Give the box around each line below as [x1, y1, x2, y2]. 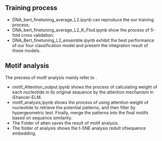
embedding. [12, 130, 36, 136]
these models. [12, 47, 41, 53]
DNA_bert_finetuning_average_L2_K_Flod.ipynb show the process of [12, 27, 150, 33]
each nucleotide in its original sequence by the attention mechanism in [12, 89, 154, 95]
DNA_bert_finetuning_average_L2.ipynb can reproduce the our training [12, 16, 154, 22]
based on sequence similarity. [12, 115, 72, 121]
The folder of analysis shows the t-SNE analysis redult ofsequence [12, 125, 146, 131]
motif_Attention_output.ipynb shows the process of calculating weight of [12, 84, 158, 90]
